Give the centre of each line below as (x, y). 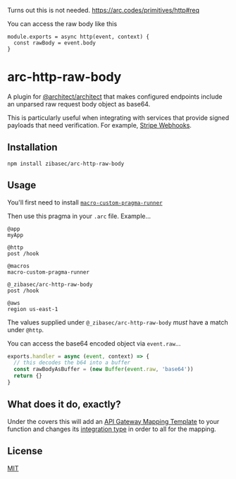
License (25, 451)
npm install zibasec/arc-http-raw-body (66, 164)
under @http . (26, 329)
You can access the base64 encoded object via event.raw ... (94, 343)
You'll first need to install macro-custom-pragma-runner (85, 202)
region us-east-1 (33, 309)
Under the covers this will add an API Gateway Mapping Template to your (113, 421)
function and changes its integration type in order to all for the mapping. (112, 429)
